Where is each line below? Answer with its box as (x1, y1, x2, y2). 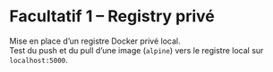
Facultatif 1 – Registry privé (9, 6, 215, 27)
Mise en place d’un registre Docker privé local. (9, 36, 181, 46)
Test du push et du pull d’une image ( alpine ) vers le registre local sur (9, 44, 264, 55)
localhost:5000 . (9, 54, 69, 65)
